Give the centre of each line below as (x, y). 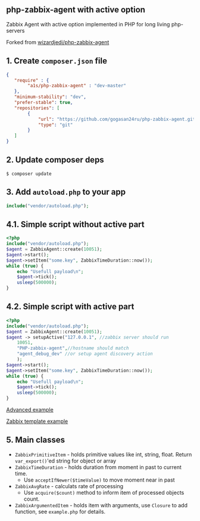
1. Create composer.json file (57, 61)
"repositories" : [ (37, 108)
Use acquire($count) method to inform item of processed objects (104, 492)
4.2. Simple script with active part (70, 307)
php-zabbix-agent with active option (76, 10)
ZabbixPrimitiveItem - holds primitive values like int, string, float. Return (103, 454)
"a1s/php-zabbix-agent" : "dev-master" (77, 86)
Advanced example (30, 410)
